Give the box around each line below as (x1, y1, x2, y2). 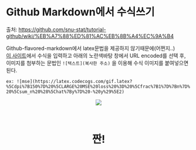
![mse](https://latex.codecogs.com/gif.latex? (16, 78, 133, 84)
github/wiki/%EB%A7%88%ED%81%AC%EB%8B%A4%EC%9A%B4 (6, 32, 174, 39)
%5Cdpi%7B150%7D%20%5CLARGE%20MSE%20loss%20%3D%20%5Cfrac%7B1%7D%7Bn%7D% (6, 84, 191, 89)
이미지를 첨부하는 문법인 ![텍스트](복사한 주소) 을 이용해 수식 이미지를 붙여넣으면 (6, 59, 189, 66)
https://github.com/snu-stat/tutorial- (18, 26, 107, 33)
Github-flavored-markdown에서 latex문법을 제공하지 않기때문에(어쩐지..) (6, 45, 175, 52)
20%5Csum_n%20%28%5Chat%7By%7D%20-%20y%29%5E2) (6, 89, 125, 95)
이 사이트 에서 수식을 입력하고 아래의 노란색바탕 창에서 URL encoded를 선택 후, (6, 52, 186, 59)
